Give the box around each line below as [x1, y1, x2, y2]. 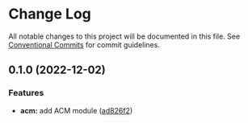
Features [8, 88, 44, 99]
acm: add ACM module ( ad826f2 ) [19, 105, 133, 115]
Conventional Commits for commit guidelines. [8, 39, 160, 49]
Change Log [8, 5, 91, 23]
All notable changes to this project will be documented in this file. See [8, 31, 241, 41]
